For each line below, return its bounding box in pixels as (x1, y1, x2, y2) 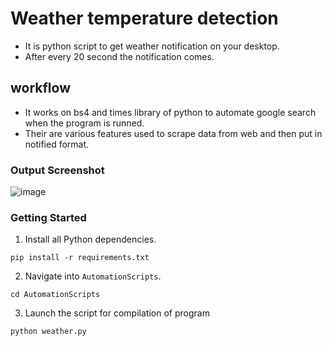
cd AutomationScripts (10, 290, 101, 300)
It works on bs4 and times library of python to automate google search (24, 106, 317, 118)
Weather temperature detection (10, 7, 279, 30)
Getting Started (10, 210, 87, 224)
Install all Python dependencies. (24, 233, 157, 246)
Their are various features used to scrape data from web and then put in (24, 127, 323, 139)
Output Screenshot (10, 163, 105, 177)
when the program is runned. (24, 117, 145, 129)
